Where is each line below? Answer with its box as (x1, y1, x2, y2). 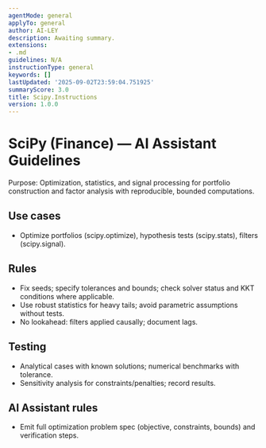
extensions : (8, 41, 48, 49)
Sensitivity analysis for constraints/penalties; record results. (19, 378, 216, 388)
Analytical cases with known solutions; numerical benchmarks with (19, 361, 240, 371)
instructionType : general (8, 64, 94, 72)
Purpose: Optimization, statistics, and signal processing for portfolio (8, 178, 230, 188)
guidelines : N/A (8, 56, 62, 64)
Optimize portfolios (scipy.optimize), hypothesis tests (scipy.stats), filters (19, 230, 258, 240)
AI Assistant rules (8, 401, 98, 415)
